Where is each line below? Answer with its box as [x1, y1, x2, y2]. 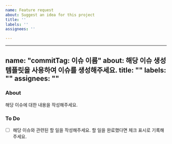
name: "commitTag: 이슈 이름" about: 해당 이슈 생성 [5, 56, 166, 65]
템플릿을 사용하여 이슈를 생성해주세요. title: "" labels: [5, 66, 166, 74]
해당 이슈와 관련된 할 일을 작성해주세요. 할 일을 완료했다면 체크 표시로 [12, 127, 151, 133]
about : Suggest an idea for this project [5, 12, 95, 17]
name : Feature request [5, 7, 54, 13]
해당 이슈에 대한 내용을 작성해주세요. [5, 101, 78, 108]
